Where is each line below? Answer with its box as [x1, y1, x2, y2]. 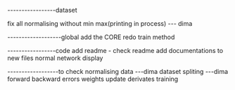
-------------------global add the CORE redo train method [7, 33, 175, 41]
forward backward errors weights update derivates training [7, 75, 179, 83]
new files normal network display [7, 54, 103, 62]
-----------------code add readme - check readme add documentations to [7, 47, 224, 54]
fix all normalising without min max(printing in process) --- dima [7, 20, 193, 27]
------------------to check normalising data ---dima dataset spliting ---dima [7, 68, 229, 75]
